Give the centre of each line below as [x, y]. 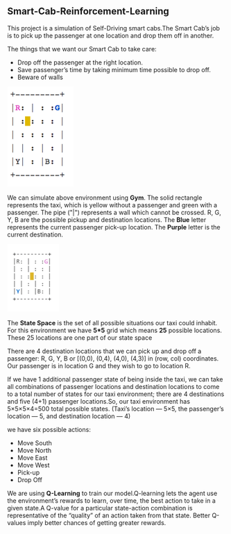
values [17, 522]
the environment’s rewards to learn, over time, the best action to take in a [112, 500]
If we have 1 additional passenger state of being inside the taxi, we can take [115, 379]
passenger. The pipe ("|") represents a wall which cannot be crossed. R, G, [114, 212]
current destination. [35, 234]
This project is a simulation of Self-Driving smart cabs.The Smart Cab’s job [114, 28]
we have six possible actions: [49, 429]
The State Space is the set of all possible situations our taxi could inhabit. [112, 322]
